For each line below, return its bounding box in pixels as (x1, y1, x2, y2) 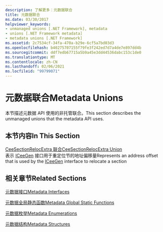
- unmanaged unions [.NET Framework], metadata (5, 26, 108, 31)
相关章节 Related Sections (5, 174, 87, 183)
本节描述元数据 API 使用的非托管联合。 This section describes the (5, 110, 141, 116)
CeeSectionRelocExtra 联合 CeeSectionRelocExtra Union (5, 146, 123, 152)
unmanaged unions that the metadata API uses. (5, 115, 104, 122)
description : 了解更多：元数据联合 (5, 7, 72, 13)
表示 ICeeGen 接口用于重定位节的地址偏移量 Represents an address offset (5, 152, 158, 158)
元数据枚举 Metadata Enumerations (5, 210, 77, 216)
